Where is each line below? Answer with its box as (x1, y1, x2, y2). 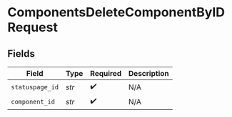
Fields (7, 48, 36, 60)
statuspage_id (11, 83, 59, 91)
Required (90, 69, 122, 78)
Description (128, 69, 169, 78)
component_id (11, 97, 56, 106)
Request (7, 19, 59, 35)
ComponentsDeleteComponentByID (7, 4, 226, 21)
